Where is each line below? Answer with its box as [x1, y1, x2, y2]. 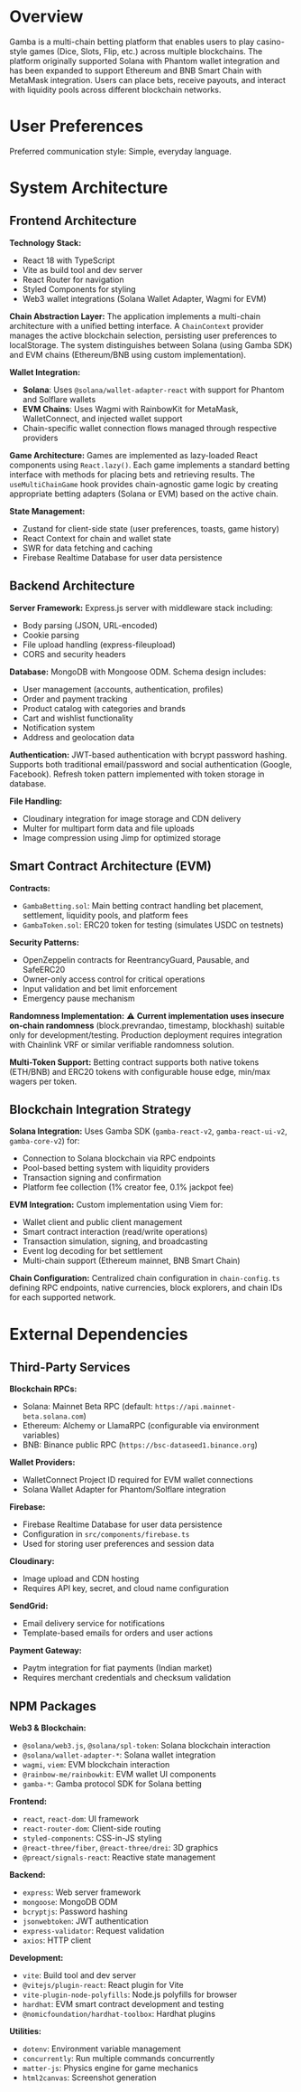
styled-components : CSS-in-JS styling [22, 1833, 162, 1843]
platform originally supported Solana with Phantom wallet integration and [9, 55, 280, 66]
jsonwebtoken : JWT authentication [22, 1916, 149, 1927]
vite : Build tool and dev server [22, 1970, 137, 1981]
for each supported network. [9, 1292, 116, 1303]
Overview [9, 6, 84, 27]
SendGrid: [9, 1600, 49, 1611]
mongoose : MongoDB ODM [22, 1897, 118, 1908]
